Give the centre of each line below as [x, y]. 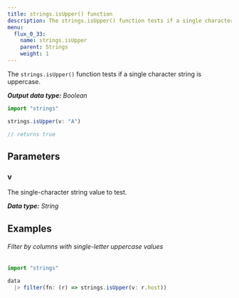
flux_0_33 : [30, 34]
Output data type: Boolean [47, 95]
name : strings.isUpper [54, 41]
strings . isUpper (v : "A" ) [44, 121]
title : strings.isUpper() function [60, 14]
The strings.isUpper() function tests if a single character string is [104, 74]
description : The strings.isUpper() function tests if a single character [121, 21]
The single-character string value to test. [67, 192]
